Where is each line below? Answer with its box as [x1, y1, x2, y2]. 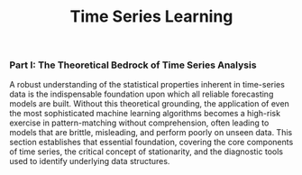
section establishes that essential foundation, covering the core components [9, 137, 294, 148]
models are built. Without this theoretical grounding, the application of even [9, 98, 290, 109]
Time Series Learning [69, 6, 233, 27]
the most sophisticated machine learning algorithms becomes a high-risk [9, 108, 281, 119]
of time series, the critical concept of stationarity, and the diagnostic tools [9, 146, 284, 157]
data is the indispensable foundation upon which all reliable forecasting [9, 88, 274, 100]
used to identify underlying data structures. [9, 156, 170, 167]
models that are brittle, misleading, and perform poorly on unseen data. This [9, 127, 293, 138]
